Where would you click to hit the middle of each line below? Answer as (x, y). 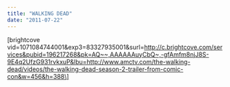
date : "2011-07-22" (35, 20)
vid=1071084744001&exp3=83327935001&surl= (76, 47)
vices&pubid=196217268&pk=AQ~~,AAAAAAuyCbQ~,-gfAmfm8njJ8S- (108, 54)
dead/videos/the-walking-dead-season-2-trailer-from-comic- (95, 69)
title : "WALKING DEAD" (40, 13)
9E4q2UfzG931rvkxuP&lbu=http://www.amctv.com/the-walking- (99, 61)
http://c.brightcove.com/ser (183, 47)
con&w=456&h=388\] (38, 76)
